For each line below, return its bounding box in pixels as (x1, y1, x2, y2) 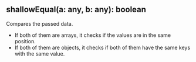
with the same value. (14, 50, 65, 57)
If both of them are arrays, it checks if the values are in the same (14, 32, 171, 39)
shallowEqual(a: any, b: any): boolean (6, 5, 147, 15)
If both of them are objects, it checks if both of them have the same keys (14, 44, 191, 51)
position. (14, 37, 36, 44)
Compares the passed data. (6, 20, 73, 27)
